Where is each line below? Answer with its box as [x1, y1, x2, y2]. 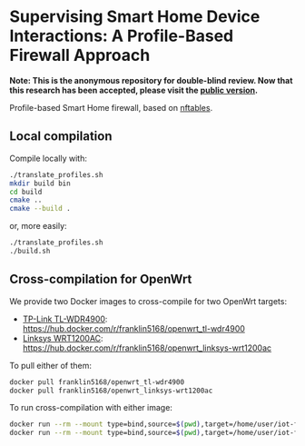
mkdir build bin [9, 179, 71, 188]
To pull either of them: [9, 360, 93, 371]
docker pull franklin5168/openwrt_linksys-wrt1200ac [9, 386, 213, 395]
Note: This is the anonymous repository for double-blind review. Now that [9, 74, 293, 85]
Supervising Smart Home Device [9, 6, 261, 27]
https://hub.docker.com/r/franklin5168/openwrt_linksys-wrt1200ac [22, 342, 272, 353]
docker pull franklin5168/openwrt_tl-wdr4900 [9, 377, 184, 387]
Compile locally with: [9, 153, 88, 164]
